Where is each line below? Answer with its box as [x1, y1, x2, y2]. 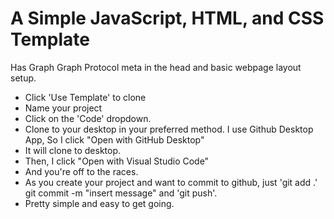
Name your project [24, 102, 103, 114]
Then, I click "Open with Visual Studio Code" [24, 155, 210, 167]
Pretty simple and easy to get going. [24, 197, 175, 209]
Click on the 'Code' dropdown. [24, 112, 152, 124]
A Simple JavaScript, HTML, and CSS [10, 7, 325, 30]
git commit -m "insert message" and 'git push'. [24, 187, 218, 199]
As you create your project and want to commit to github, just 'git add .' [24, 176, 318, 188]
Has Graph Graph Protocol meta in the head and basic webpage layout [10, 61, 302, 73]
